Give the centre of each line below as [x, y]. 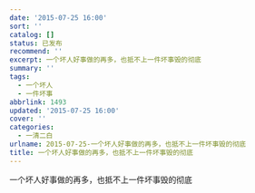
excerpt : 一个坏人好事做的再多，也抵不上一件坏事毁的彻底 [105, 60]
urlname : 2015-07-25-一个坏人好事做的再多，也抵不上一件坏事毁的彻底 [128, 144]
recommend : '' [36, 52]
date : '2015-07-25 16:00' [58, 18]
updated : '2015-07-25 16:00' [64, 111]
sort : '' [26, 26]
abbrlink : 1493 [38, 102]
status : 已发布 [36, 43]
